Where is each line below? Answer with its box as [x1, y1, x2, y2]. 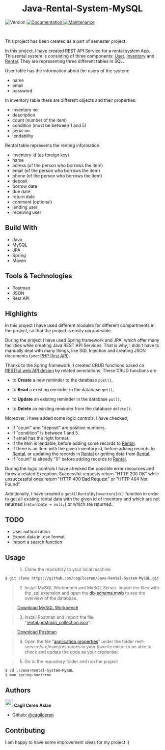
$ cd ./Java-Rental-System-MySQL [5, 668, 74, 673]
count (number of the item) [12, 117, 67, 123]
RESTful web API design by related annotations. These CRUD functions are [5, 368, 157, 374]
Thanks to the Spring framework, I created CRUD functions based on [5, 362, 145, 369]
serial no [12, 127, 30, 133]
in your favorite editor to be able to [82, 643, 152, 649]
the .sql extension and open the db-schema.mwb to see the [24, 590, 146, 596]
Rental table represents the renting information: [5, 142, 101, 148]
